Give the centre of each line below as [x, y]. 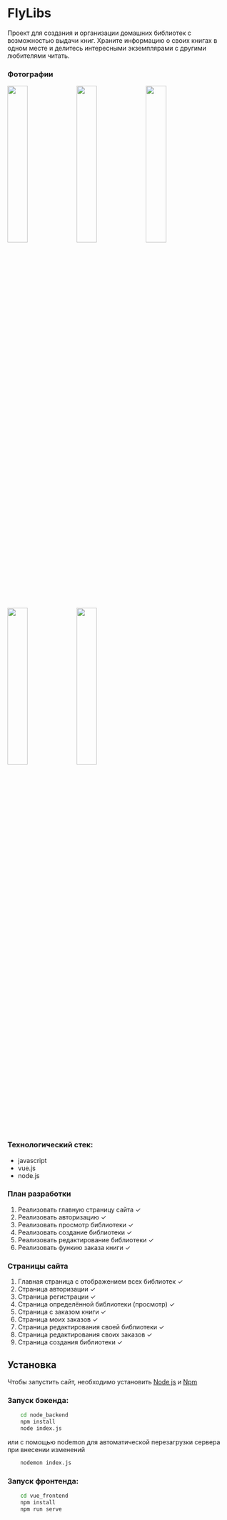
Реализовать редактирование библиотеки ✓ [86, 1239]
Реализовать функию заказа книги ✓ [74, 1247]
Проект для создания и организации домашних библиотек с [99, 33]
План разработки [39, 1194]
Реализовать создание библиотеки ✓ [75, 1232]
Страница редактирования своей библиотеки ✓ [91, 1327]
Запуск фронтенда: [43, 1481]
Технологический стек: [50, 1145]
